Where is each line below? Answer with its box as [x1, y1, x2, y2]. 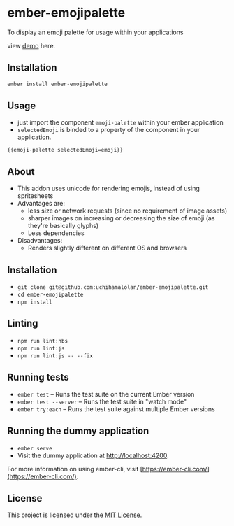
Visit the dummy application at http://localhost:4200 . [17, 451, 169, 460]
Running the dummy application [7, 425, 149, 437]
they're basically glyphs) [27, 222, 99, 230]
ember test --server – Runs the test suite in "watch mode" [17, 397, 187, 406]
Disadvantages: [17, 236, 63, 245]
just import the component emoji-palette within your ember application [17, 118, 224, 127]
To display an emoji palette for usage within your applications [7, 28, 184, 36]
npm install [17, 299, 52, 306]
